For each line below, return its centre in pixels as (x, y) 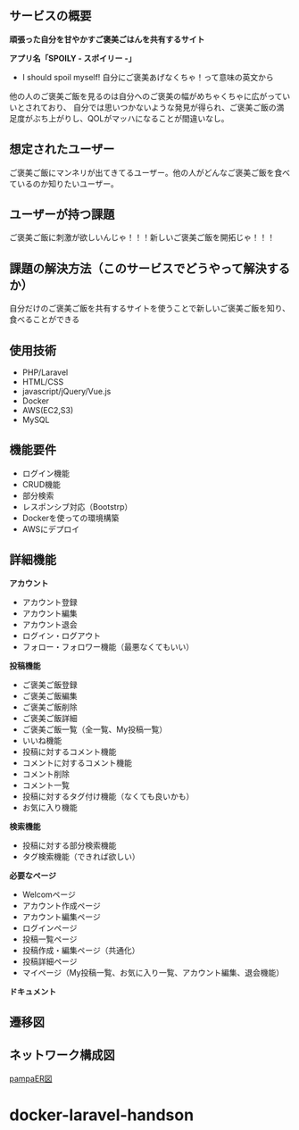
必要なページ (33, 875)
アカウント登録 (50, 602)
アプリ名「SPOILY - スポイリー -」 (73, 58)
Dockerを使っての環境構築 (71, 518)
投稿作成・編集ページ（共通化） (81, 950)
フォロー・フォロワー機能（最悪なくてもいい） (108, 646)
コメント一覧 (46, 785)
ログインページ (50, 927)
